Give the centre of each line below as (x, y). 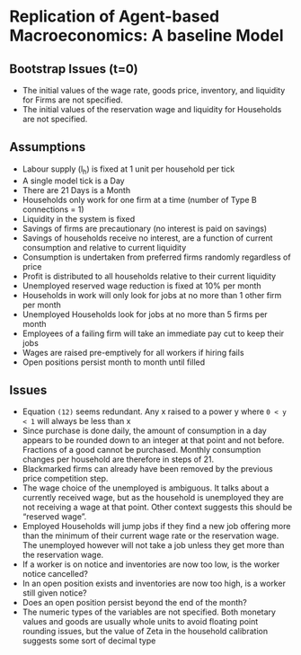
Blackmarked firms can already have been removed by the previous (147, 469)
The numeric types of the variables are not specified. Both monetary (149, 612)
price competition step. (65, 479)
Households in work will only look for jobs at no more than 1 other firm (152, 295)
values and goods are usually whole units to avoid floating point (140, 622)
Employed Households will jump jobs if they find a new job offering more (156, 527)
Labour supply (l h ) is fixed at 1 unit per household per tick (128, 170)
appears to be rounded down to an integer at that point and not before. (153, 440)
